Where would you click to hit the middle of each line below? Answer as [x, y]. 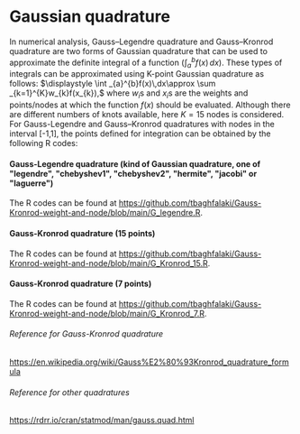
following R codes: [44, 143]
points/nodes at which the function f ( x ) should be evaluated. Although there [150, 105]
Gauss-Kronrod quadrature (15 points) [82, 233]
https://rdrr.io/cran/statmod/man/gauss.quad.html [102, 420]
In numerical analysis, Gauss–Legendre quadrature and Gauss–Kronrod [141, 42]
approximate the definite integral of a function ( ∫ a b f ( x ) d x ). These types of [146, 62]
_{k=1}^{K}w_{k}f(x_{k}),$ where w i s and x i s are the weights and [129, 94]
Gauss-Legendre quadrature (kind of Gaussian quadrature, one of [135, 163]
